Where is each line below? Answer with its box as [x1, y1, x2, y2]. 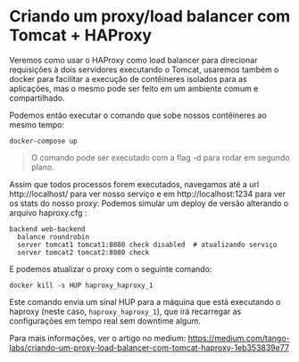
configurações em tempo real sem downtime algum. [9, 315, 201, 326]
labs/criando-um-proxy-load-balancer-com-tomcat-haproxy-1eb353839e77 [9, 341, 290, 353]
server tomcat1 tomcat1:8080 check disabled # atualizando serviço [17, 240, 278, 249]
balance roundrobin [17, 232, 90, 242]
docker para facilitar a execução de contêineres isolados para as [9, 73, 247, 84]
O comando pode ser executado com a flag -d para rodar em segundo [30, 152, 290, 162]
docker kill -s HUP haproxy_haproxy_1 [9, 281, 154, 290]
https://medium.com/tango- [187, 333, 290, 343]
